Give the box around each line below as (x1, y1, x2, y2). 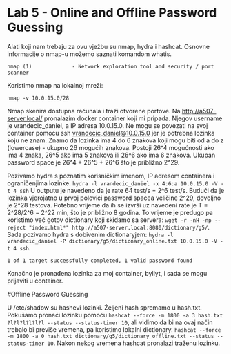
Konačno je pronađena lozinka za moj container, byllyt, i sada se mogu (7, 269, 208, 277)
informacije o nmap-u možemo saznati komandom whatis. (7, 50, 172, 58)
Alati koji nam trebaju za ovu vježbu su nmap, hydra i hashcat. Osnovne (7, 42, 210, 50)
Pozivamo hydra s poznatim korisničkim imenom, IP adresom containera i (7, 171, 215, 180)
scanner (7, 69, 30, 76)
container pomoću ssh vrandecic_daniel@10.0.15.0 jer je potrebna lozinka (7, 129, 215, 137)
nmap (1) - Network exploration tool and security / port (7, 63, 214, 70)
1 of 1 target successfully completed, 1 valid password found (7, 257, 193, 264)
